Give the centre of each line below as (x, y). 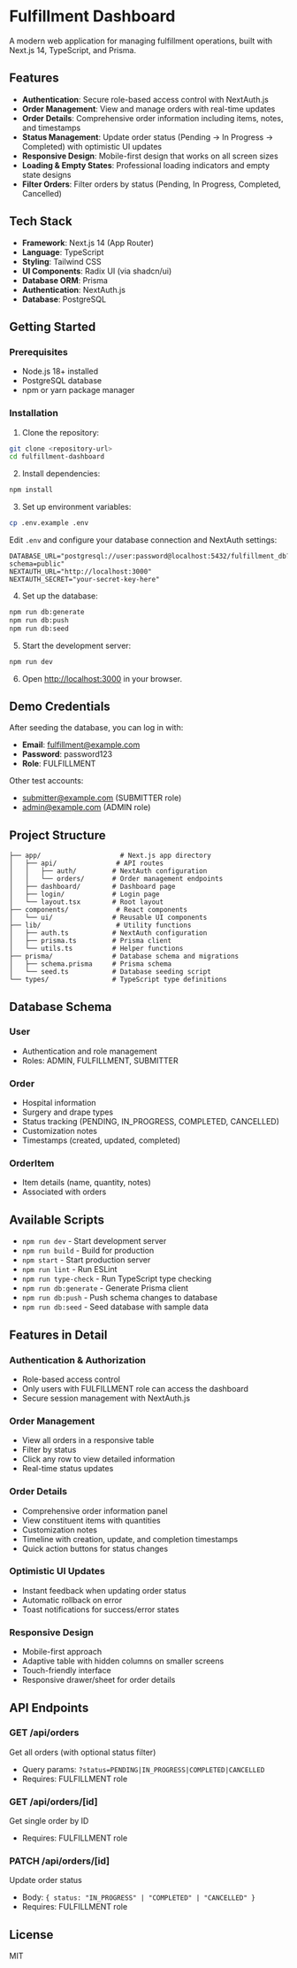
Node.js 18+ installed (60, 371)
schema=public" (37, 564)
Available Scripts (57, 1219)
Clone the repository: (61, 432)
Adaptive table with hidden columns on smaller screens (123, 1661)
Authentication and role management (89, 1051)
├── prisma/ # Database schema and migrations (124, 957)
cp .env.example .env (49, 523)
